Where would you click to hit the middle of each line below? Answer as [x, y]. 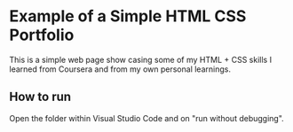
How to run [40, 97]
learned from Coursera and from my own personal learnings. [120, 69]
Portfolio [42, 35]
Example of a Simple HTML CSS [128, 16]
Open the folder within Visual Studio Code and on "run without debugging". [146, 118]
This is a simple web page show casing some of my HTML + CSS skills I [141, 59]
